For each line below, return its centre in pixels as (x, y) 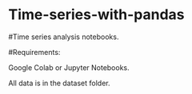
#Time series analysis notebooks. (64, 37)
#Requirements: (34, 52)
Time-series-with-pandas (96, 15)
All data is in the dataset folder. (59, 83)
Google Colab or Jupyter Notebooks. (69, 67)
